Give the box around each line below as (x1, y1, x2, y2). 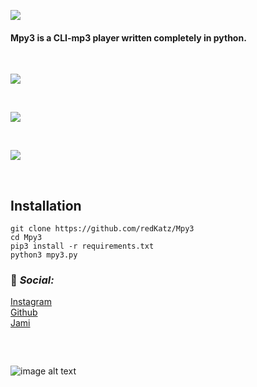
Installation (10, 197, 82, 214)
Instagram (10, 296, 52, 308)
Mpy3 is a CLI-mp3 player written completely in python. (10, 31, 247, 44)
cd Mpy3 (10, 233, 43, 243)
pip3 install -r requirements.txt (10, 241, 155, 252)
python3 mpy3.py (10, 250, 78, 260)
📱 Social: (10, 273, 55, 287)
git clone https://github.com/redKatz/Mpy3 (10, 224, 195, 234)
